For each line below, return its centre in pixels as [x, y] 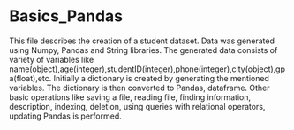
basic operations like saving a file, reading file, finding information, [130, 97]
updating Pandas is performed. [65, 116]
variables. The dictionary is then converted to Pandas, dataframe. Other [140, 88]
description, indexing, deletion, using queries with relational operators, [137, 106]
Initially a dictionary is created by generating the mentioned [161, 78]
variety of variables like [52, 59]
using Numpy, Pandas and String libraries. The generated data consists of [143, 50]
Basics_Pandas [66, 16]
